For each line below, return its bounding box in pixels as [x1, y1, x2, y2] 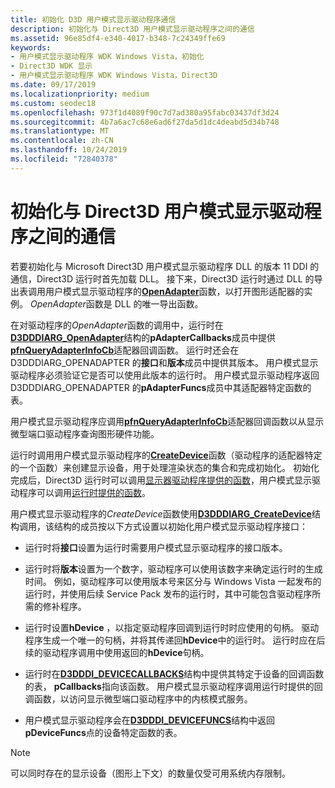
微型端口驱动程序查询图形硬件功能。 [10, 427, 160, 440]
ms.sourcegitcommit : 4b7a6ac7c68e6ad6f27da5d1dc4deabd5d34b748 [10, 117, 280, 127]
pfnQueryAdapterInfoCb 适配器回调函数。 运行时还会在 [10, 344, 240, 356]
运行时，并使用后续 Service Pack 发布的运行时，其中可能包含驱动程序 [24, 587, 313, 600]
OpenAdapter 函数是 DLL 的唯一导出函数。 [29, 297, 204, 310]
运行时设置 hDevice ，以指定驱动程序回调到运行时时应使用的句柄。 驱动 [24, 621, 320, 633]
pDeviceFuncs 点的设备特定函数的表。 [24, 726, 183, 738]
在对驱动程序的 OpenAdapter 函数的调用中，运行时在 [10, 319, 224, 331]
